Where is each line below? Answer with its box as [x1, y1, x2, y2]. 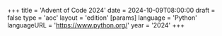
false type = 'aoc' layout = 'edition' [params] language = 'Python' [7, 13, 198, 22]
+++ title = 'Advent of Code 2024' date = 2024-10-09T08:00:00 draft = [7, 6, 216, 14]
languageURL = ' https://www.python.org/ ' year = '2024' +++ [7, 21, 185, 29]
